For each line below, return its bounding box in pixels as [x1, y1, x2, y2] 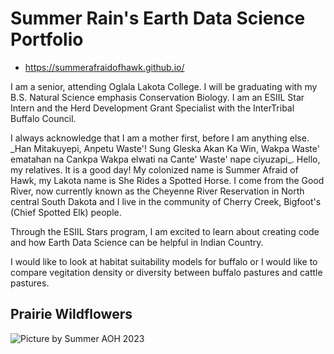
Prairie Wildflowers [10, 306, 133, 323]
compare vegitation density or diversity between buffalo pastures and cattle [10, 266, 323, 278]
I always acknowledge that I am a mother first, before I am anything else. [10, 132, 310, 144]
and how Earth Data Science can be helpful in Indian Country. [10, 236, 264, 248]
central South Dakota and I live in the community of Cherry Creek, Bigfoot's [10, 195, 322, 207]
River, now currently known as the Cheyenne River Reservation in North [10, 185, 305, 197]
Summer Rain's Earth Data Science [10, 7, 306, 30]
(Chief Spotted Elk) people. [10, 206, 122, 218]
